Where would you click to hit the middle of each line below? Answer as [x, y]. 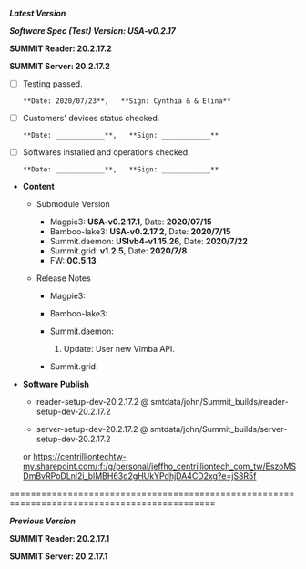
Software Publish [56, 384]
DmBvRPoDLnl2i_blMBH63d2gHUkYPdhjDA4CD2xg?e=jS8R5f [139, 476]
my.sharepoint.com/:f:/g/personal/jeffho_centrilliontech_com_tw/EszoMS [159, 466]
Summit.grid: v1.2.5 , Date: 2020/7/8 [118, 251]
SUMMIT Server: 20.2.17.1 [59, 556]
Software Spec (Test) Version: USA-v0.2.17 [92, 31]
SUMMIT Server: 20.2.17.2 [60, 66]
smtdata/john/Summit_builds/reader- [219, 402]
